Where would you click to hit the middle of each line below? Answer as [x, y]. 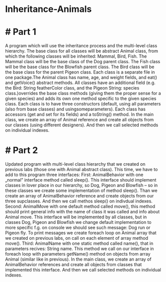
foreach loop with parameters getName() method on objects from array [78, 254]
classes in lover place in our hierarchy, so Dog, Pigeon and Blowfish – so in [82, 186]
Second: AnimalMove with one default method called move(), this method [80, 206]
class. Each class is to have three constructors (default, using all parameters [83, 104]
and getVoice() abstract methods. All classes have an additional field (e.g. [80, 83]
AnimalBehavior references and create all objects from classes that [74, 265]
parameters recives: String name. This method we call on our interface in [80, 249]
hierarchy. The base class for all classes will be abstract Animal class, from [82, 51]
